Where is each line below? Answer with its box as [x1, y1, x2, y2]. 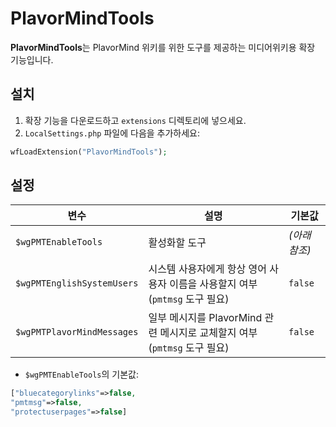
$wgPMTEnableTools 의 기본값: [24, 368, 139, 381]
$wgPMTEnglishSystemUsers [15, 278, 139, 289]
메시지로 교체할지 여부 [159, 326, 258, 340]
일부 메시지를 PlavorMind [148, 311, 263, 325]
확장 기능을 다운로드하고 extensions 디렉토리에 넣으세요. [24, 114, 247, 126]
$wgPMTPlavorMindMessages [15, 327, 139, 338]
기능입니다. [10, 53, 54, 66]
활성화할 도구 [148, 236, 207, 250]
